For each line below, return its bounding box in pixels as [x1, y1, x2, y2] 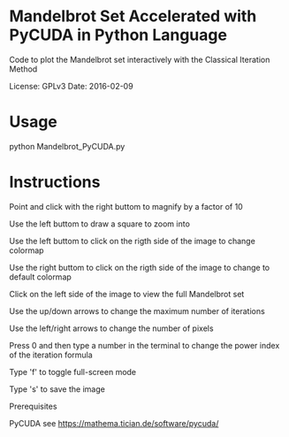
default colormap [9, 272, 72, 282]
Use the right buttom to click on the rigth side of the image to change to [9, 262, 270, 272]
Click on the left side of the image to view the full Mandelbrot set [9, 288, 245, 299]
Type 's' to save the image [9, 383, 106, 395]
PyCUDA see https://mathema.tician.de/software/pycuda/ [9, 418, 219, 428]
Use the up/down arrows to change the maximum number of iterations [9, 305, 265, 316]
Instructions [9, 172, 101, 192]
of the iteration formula [9, 349, 93, 360]
